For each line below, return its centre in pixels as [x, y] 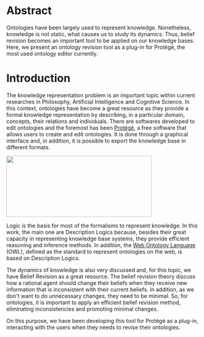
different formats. [28, 147]
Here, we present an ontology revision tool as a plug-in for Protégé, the [96, 47]
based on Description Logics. [43, 258]
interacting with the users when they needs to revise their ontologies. [93, 327]
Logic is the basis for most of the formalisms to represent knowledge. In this [102, 225]
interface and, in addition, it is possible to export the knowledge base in [96, 141]
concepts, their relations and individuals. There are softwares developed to [101, 121]
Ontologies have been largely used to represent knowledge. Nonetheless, [99, 28]
